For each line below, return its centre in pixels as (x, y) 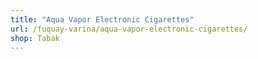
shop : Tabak (35, 38)
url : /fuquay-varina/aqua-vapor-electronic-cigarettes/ (129, 29)
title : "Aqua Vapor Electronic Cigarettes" (102, 19)
